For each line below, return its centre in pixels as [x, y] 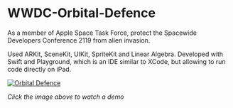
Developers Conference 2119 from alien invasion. [79, 40]
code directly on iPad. [39, 69]
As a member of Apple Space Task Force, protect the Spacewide [102, 33]
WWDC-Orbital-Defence [82, 13]
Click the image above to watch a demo [66, 97]
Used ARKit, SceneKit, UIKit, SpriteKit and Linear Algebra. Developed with [115, 54]
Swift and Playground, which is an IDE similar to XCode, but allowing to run [116, 61]
